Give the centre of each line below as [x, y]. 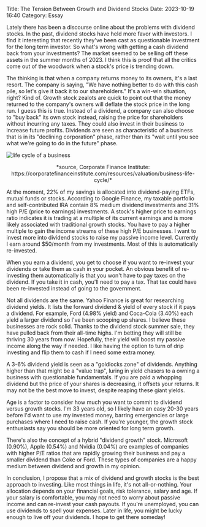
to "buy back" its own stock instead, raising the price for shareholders [95, 117]
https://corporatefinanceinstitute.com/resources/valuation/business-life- [103, 173]
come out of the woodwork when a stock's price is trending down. [90, 66]
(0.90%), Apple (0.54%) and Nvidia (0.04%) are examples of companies [97, 446]
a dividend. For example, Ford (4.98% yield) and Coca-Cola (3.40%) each [100, 313]
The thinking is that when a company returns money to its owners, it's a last [102, 78]
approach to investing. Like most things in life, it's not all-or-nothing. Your [99, 484]
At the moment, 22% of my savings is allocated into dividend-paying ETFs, [101, 192]
